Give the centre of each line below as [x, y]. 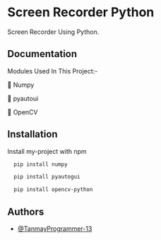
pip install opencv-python [53, 190]
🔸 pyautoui [23, 98]
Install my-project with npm [47, 151]
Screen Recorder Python [81, 12]
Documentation [42, 54]
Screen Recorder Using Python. [53, 32]
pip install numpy [41, 164]
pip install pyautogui [47, 177]
